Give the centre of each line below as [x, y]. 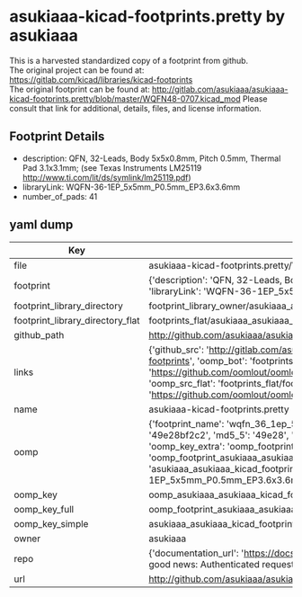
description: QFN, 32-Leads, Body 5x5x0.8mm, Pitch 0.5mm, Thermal [151, 158]
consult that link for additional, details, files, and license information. [136, 108]
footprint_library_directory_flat [77, 320]
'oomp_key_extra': [187, 446]
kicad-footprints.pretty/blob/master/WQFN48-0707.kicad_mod [125, 98]
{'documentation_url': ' [196, 553]
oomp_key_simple [51, 523]
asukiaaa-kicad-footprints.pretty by [147, 17]
